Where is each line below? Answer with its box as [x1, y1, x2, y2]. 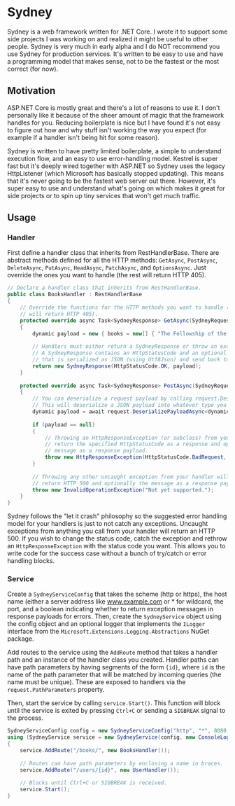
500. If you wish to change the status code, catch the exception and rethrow [7, 534, 227, 543]
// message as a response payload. [44, 447, 149, 454]
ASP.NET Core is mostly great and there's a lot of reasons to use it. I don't [7, 103, 220, 112]
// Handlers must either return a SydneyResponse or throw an [32, 343, 218, 350]
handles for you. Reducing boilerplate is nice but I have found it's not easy [7, 118, 221, 127]
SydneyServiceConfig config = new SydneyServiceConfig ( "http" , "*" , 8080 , [7, 728, 230, 735]
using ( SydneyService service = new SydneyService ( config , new [7, 734, 196, 741]
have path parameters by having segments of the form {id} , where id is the [7, 663, 226, 672]
